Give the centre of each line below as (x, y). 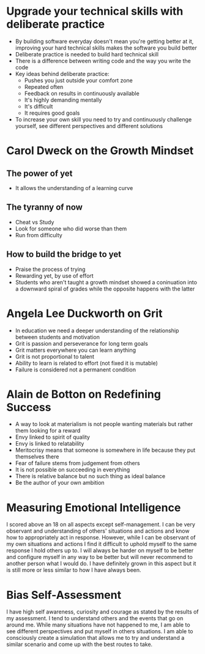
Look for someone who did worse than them (71, 229)
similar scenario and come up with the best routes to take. (80, 644)
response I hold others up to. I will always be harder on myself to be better (100, 550)
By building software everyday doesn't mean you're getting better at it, (104, 41)
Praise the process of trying (50, 269)
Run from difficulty (39, 235)
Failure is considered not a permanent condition (76, 370)
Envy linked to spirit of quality (53, 437)
